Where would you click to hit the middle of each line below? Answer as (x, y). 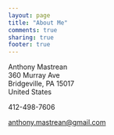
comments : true (33, 30)
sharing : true (31, 37)
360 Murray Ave (34, 75)
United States (30, 92)
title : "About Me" (38, 23)
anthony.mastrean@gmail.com (57, 122)
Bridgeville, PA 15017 (41, 84)
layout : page (29, 15)
